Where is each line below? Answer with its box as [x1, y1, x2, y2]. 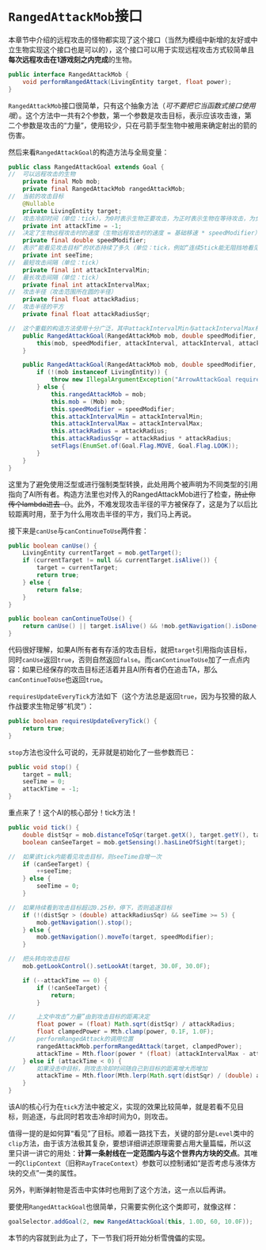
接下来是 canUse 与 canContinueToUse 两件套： [8, 526, 149, 535]
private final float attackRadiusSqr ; [22, 311, 150, 318]
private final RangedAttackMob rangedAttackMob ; [22, 185, 186, 193]
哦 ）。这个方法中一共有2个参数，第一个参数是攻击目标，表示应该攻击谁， [8, 110, 245, 120]
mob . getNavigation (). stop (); [36, 918, 133, 927]
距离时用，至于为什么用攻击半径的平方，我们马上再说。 [14, 509, 196, 519]
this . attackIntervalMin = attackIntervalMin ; [50, 413, 203, 421]
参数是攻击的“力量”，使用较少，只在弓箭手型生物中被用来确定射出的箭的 [21, 120, 257, 130]
